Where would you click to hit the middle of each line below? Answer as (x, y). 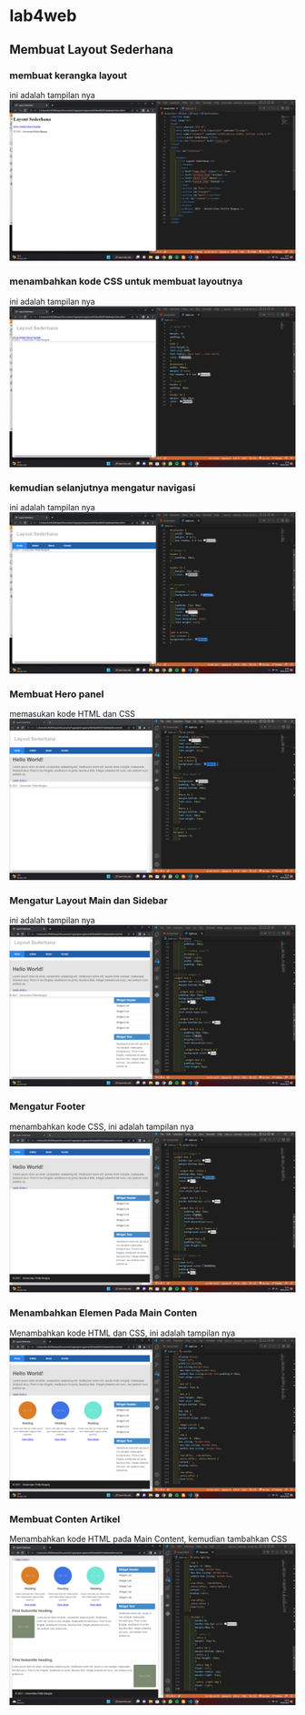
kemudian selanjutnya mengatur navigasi (103, 488)
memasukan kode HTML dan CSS (73, 714)
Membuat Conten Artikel (65, 1519)
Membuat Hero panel (57, 694)
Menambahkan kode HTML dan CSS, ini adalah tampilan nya (123, 1333)
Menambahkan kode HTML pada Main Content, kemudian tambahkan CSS (148, 1539)
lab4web (43, 16)
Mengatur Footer (48, 1106)
